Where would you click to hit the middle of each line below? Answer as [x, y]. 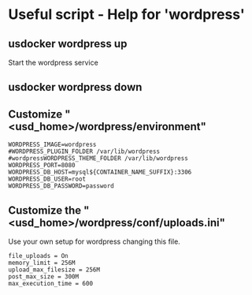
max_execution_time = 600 [50, 284]
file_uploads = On [38, 256]
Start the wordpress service [53, 62]
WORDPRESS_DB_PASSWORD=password [61, 186]
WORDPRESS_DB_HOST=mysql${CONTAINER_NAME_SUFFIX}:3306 [100, 172]
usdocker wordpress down [75, 87]
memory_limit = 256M [42, 263]
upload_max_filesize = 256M [54, 270]
